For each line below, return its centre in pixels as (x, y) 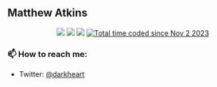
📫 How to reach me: (48, 54)
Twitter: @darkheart (52, 74)
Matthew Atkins (48, 13)
